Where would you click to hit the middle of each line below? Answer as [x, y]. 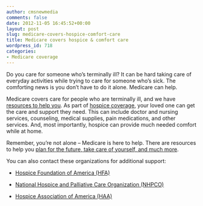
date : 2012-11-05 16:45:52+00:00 [48, 23]
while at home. [25, 131]
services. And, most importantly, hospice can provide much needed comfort [101, 124]
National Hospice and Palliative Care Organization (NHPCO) [89, 184]
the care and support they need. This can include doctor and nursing [92, 111]
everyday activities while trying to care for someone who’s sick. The [91, 81]
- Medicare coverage [32, 57]
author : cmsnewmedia [32, 12]
